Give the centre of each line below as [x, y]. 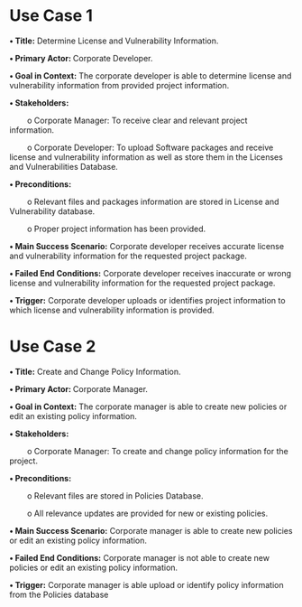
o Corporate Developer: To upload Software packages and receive [150, 147]
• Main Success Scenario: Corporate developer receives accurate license [147, 246]
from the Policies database [59, 594]
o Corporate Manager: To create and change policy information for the [157, 451]
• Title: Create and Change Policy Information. [95, 371]
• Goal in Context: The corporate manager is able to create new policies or [148, 406]
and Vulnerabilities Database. [64, 166]
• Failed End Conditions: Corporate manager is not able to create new [140, 557]
